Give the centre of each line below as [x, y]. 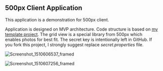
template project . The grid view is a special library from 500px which [74, 34]
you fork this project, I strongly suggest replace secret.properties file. [74, 44]
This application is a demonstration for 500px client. [57, 19]
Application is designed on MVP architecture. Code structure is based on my [81, 29]
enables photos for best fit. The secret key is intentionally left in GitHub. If [79, 39]
